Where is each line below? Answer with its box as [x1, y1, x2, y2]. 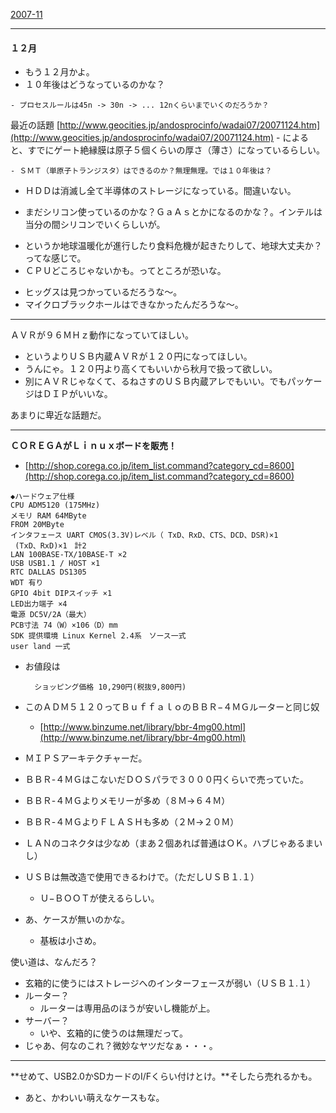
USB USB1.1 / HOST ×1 [10, 559, 101, 569]
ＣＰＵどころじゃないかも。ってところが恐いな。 [24, 265, 227, 277]
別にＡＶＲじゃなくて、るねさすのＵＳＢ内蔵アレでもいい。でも [24, 375, 288, 388]
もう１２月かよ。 [24, 66, 95, 78]
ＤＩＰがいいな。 [42, 388, 113, 400]
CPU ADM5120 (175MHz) [10, 500, 101, 511]
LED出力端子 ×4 [10, 599, 68, 609]
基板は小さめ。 [39, 935, 102, 947]
